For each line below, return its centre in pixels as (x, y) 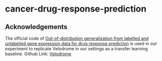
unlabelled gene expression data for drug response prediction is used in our (81, 44)
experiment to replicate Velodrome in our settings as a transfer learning (77, 49)
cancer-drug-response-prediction (76, 9)
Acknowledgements (36, 27)
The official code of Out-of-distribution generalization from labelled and (77, 38)
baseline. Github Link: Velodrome (38, 54)
